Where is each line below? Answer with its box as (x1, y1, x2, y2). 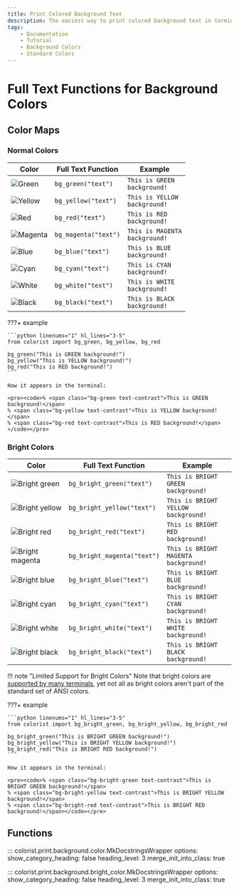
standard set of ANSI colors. (7, 687, 90, 696)
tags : (7, 24, 23, 31)
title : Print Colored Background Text (7, 10, 122, 18)
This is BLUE (127, 244, 171, 252)
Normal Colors (7, 145, 59, 155)
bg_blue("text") (54, 247, 110, 255)
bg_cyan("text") (54, 264, 110, 272)
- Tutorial (20, 37, 53, 44)
